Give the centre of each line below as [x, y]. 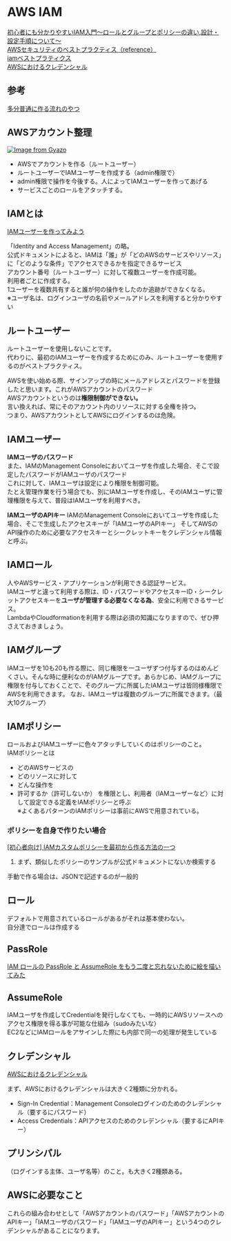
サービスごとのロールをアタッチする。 [71, 190]
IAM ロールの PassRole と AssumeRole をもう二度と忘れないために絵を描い [114, 966]
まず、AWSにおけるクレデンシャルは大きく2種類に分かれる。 [94, 1088]
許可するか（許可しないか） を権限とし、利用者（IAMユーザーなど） [114, 793]
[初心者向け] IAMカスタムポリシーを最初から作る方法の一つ [91, 847]
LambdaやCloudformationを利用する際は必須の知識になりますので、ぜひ [110, 617]
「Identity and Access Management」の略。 [70, 246]
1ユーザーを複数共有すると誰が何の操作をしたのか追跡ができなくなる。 [108, 289]
